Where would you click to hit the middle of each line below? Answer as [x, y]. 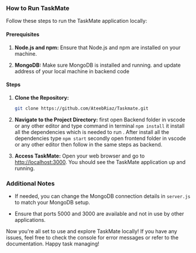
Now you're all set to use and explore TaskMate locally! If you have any [92, 231]
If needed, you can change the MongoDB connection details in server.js [102, 196]
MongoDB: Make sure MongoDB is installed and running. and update [98, 65]
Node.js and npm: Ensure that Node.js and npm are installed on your [97, 47]
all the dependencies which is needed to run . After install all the [92, 132]
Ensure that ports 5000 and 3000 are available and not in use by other [99, 213]
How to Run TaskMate [38, 8]
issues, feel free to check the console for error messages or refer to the [92, 237]
